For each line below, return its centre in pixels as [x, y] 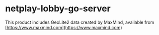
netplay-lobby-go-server [58, 9]
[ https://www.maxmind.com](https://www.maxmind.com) [64, 27]
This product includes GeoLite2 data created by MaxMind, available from [80, 22]
